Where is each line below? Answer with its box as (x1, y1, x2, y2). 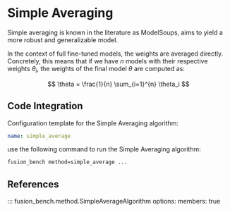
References (7, 178, 59, 190)
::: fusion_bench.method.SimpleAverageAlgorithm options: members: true (7, 197, 221, 206)
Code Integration (7, 100, 83, 112)
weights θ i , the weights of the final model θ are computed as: (7, 64, 186, 75)
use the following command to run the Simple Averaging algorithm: (7, 145, 201, 154)
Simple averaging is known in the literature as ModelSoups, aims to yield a (7, 28, 224, 37)
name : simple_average (7, 132, 71, 139)
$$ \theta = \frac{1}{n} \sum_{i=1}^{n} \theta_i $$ (47, 80, 190, 88)
